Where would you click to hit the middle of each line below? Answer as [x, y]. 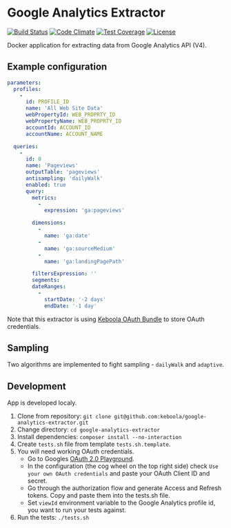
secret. [37, 481]
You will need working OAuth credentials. [76, 451]
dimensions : [49, 223]
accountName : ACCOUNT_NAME [64, 134]
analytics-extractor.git [53, 423]
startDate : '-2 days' [75, 299]
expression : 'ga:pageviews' [84, 211]
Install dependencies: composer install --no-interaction [99, 437]
